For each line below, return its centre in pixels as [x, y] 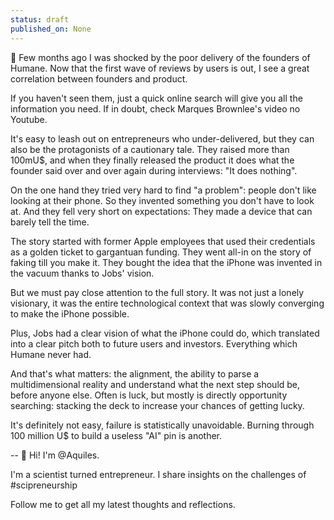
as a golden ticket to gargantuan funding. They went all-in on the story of [161, 252]
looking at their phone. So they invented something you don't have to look [162, 200]
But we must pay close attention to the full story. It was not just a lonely [157, 292]
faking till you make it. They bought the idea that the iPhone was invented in [166, 262]
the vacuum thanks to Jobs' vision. [82, 273]
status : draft [40, 19]
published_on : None [51, 29]
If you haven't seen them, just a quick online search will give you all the [156, 98]
